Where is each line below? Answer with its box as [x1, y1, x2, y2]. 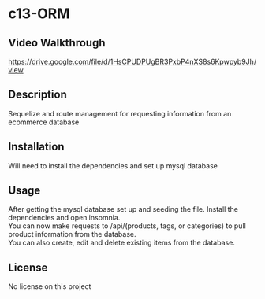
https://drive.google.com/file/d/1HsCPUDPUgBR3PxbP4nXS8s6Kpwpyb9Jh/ [8, 57, 257, 66]
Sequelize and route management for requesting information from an [8, 109, 232, 118]
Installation [8, 140, 65, 153]
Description [8, 88, 67, 102]
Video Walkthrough [8, 36, 106, 50]
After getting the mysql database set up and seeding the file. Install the [8, 205, 239, 214]
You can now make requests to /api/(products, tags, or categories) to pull [8, 221, 246, 231]
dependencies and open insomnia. [8, 213, 121, 223]
